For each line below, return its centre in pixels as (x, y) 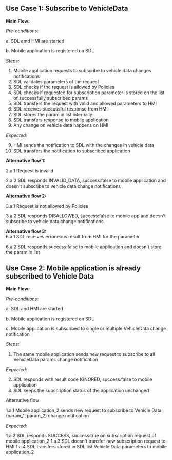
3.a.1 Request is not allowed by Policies (47, 206)
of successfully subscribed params (51, 98)
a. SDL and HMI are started (34, 308)
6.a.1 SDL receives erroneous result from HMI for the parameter (73, 236)
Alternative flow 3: (26, 231)
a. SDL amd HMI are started (35, 41)
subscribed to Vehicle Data (50, 276)
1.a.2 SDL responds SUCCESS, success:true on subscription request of (81, 435)
